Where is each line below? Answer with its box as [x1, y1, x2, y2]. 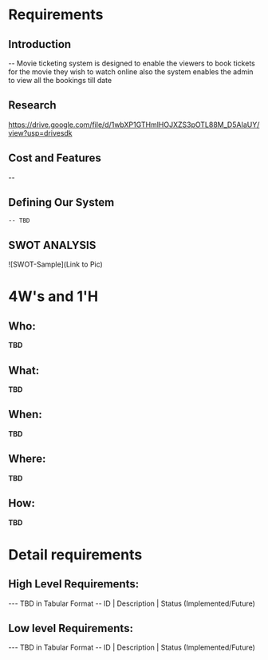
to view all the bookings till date [8, 76, 112, 85]
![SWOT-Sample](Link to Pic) [8, 259, 104, 269]
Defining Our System [8, 196, 115, 209]
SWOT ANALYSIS [8, 238, 97, 252]
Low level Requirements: [8, 621, 134, 635]
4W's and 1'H [8, 287, 99, 306]
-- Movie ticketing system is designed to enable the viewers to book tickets [8, 58, 255, 68]
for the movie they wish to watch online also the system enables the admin [8, 67, 254, 77]
